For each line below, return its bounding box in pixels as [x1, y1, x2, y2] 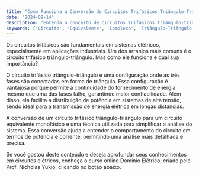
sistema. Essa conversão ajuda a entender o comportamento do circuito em [6, 127, 191, 134]
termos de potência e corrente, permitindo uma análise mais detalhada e [6, 133, 184, 141]
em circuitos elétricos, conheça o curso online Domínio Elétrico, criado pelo [6, 157, 191, 164]
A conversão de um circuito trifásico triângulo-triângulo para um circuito [6, 115, 182, 122]
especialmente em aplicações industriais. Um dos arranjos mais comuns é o [6, 48, 192, 55]
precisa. [6, 139, 26, 146]
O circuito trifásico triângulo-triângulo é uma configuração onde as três [6, 71, 181, 79]
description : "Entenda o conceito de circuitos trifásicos [6, 19, 155, 25]
